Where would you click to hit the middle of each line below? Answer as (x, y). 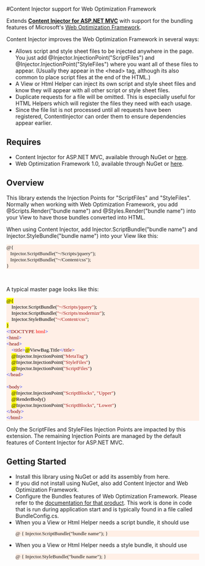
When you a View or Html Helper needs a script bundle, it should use (102, 522)
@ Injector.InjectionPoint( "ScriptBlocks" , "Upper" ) (63, 393)
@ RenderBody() (28, 399)
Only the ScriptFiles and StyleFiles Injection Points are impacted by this (96, 429)
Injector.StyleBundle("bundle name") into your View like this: (82, 235)
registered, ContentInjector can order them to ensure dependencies (101, 116)
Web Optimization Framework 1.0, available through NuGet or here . (99, 163)
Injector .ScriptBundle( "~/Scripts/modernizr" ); (58, 313)
